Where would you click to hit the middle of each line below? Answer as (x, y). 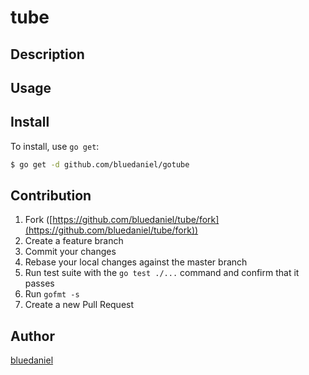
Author (32, 336)
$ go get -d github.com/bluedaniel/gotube (100, 164)
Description (47, 54)
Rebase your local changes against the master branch (136, 262)
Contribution (51, 196)
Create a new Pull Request (79, 305)
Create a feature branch (74, 241)
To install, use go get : (55, 146)
